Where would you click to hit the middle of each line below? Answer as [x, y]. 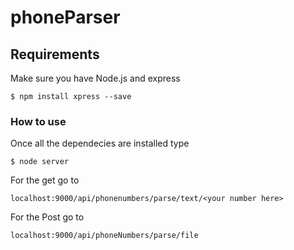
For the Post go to [47, 217]
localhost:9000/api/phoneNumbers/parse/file [104, 236]
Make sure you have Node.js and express [95, 78]
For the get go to [45, 180]
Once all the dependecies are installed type [100, 143]
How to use [38, 121]
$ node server [40, 162]
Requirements [55, 54]
